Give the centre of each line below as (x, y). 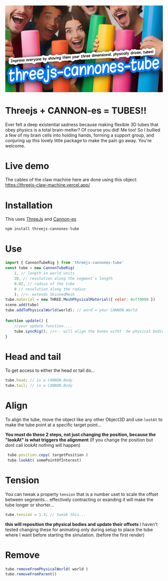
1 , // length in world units (44, 273)
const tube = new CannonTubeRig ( (40, 268)
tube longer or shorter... (29, 505)
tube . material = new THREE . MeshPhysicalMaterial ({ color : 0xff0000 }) (80, 300)
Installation (29, 205)
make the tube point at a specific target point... (53, 425)
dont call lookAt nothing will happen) (43, 445)
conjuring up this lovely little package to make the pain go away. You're (78, 140)
